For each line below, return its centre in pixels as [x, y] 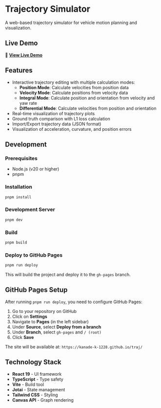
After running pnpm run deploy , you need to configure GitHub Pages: [74, 302]
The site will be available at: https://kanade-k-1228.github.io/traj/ [74, 347]
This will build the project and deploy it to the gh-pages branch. [68, 274]
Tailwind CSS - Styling [35, 395]
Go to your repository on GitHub [44, 311]
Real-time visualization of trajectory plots [53, 113]
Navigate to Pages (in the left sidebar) [50, 321]
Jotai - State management [39, 389]
